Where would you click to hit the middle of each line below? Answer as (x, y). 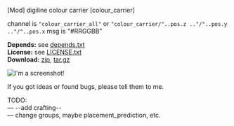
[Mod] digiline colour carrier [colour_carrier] (71, 10)
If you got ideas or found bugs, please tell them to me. (86, 86)
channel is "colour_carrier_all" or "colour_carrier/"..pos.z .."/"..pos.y (117, 23)
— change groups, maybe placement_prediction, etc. (84, 115)
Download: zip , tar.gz (39, 59)
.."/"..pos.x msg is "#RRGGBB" (55, 31)
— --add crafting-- (34, 107)
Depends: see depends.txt (46, 44)
